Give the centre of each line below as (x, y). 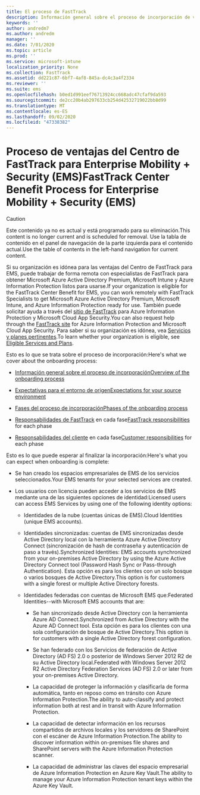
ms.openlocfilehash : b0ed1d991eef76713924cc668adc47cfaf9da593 (86, 95)
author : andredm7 (28, 28)
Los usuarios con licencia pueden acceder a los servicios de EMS (95, 491)
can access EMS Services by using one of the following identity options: (103, 504)
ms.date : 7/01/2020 (30, 45)
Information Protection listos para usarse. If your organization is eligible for (97, 286)
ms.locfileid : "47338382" (38, 123)
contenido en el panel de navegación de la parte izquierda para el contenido (100, 243)
